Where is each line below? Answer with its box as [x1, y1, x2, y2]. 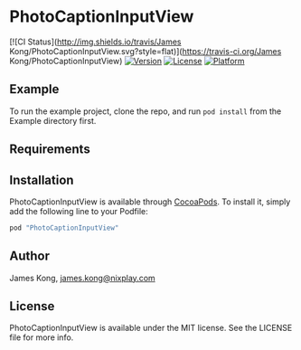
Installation [9, 172, 74, 187]
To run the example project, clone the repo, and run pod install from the [9, 106, 282, 117]
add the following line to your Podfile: [9, 205, 149, 216]
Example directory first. [9, 115, 97, 126]
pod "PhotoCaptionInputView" [9, 223, 119, 232]
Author [9, 249, 50, 264]
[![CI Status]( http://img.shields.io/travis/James [9, 36, 182, 47]
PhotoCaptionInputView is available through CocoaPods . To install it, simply [9, 196, 291, 207]
